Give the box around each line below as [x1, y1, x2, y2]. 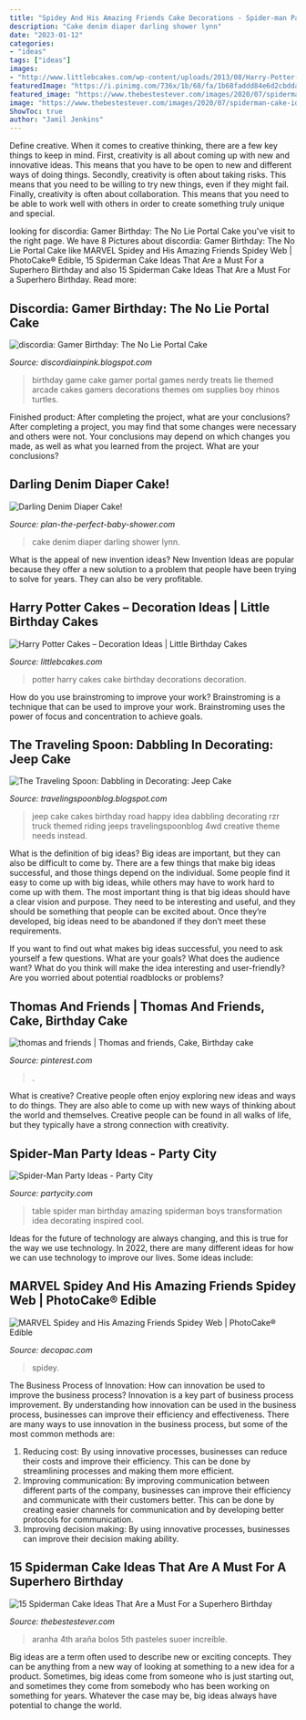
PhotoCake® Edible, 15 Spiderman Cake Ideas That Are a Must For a [9, 255, 264, 266]
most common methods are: [9, 1428, 116, 1439]
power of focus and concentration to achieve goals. [9, 711, 203, 722]
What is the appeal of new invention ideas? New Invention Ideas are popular [9, 554, 294, 565]
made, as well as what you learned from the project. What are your [9, 440, 260, 452]
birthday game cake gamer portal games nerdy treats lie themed [31, 374, 274, 385]
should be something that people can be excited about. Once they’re [9, 906, 267, 917]
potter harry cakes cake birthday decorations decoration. [31, 673, 247, 684]
